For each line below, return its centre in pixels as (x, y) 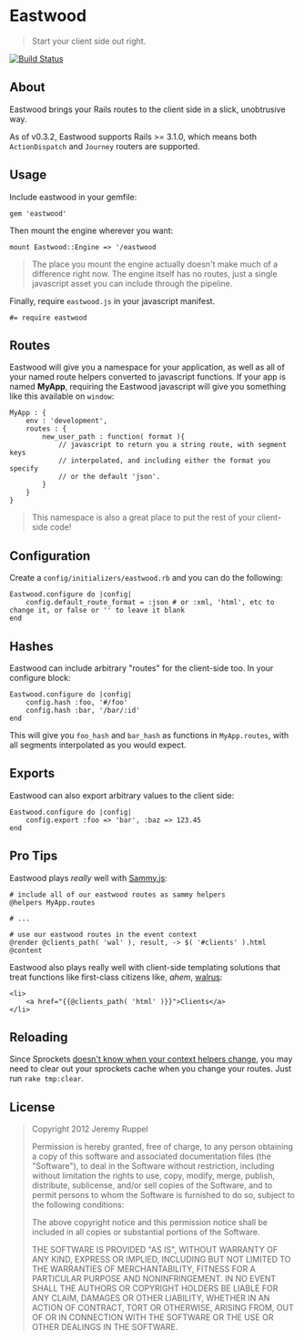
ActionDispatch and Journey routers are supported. (105, 146)
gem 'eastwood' (38, 213)
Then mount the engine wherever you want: (91, 230)
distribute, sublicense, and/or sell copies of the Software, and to (152, 1185)
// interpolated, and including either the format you (164, 461)
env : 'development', (66, 421)
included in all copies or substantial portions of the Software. (146, 1232)
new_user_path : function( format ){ (113, 437)
